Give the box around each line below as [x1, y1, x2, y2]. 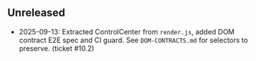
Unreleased [7, 6, 66, 20]
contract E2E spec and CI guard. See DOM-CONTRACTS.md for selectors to [18, 35, 249, 45]
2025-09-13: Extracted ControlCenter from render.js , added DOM [18, 27, 236, 36]
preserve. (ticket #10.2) [18, 43, 95, 53]
